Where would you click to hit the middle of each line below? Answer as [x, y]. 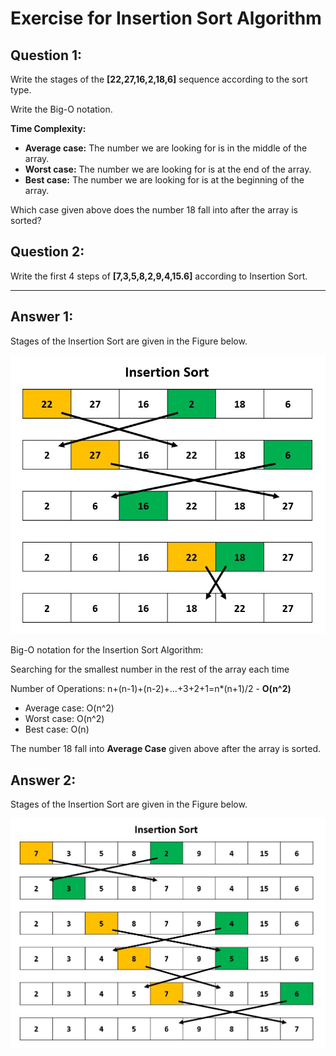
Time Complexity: [48, 128]
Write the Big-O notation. [61, 109]
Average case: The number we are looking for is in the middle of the [166, 148]
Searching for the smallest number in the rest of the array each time [150, 669]
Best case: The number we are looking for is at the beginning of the [164, 180]
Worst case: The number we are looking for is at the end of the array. [168, 169]
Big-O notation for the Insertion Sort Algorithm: [107, 650]
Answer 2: [43, 780]
